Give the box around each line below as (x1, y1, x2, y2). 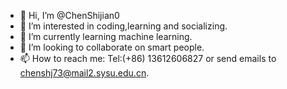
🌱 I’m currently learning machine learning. (19, 31, 193, 42)
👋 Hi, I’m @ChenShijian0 (19, 10, 120, 21)
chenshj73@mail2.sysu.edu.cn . (19, 67, 150, 79)
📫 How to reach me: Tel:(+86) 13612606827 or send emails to (19, 53, 277, 64)
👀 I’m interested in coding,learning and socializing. (19, 20, 228, 32)
